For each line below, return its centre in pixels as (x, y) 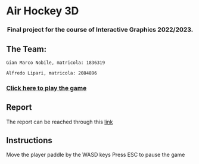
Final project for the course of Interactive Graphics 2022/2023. (100, 30)
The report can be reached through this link (60, 122)
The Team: (27, 49)
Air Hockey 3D (43, 11)
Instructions (29, 140)
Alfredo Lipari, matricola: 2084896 (52, 73)
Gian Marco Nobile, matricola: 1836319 (56, 63)
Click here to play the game (46, 88)
